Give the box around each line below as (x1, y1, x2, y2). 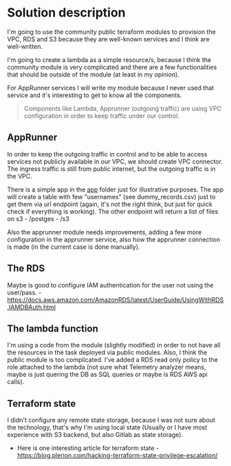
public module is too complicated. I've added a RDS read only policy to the (7, 356, 219, 364)
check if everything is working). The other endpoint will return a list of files (7, 207, 219, 215)
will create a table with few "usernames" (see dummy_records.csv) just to (7, 192, 216, 201)
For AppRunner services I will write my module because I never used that (7, 83, 214, 92)
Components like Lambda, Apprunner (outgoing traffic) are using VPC (23, 104, 222, 112)
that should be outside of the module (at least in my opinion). (7, 70, 180, 79)
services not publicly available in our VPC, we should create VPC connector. (7, 157, 223, 165)
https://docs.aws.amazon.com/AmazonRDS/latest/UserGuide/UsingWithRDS (7, 295, 224, 304)
